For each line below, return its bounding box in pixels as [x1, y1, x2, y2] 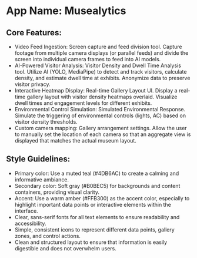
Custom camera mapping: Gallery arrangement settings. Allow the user [14, 125, 187, 131]
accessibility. [14, 220, 46, 227]
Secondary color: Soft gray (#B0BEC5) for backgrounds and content [14, 182, 181, 189]
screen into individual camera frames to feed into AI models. [14, 56, 161, 62]
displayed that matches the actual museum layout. [14, 137, 136, 144]
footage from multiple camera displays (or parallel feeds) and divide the [14, 49, 189, 57]
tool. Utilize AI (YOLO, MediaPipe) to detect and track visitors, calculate [14, 68, 187, 75]
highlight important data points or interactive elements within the [14, 201, 172, 208]
